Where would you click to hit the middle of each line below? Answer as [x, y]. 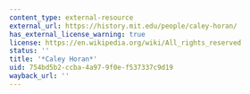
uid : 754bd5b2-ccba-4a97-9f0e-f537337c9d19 [92, 68]
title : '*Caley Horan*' [54, 59]
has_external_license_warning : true [77, 34]
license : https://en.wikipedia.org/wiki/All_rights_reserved [125, 43]
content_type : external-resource [71, 17]
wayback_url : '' [39, 76]
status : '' [29, 51]
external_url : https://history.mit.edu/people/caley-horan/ [124, 26]
